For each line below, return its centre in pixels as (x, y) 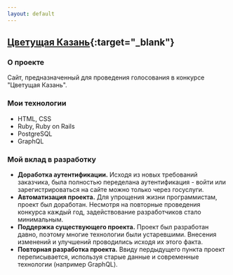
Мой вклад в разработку (52, 159)
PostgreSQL (35, 134)
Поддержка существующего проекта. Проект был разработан (113, 226)
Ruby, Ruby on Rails (46, 126)
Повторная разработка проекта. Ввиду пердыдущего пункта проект (121, 249)
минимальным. (40, 219)
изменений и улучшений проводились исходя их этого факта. (110, 242)
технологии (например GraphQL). (67, 264)
